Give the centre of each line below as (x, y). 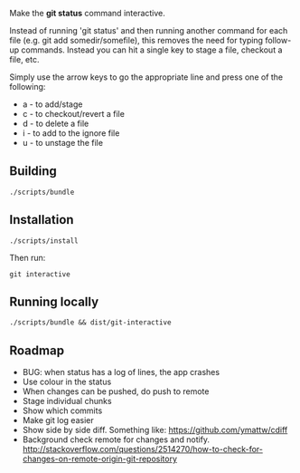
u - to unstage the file (63, 143)
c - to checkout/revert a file (73, 114)
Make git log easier (58, 420)
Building (33, 171)
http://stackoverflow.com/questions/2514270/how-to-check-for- (143, 449)
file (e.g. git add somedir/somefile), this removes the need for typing (136, 40)
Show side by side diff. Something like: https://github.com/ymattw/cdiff (155, 430)
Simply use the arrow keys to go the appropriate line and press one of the (146, 77)
